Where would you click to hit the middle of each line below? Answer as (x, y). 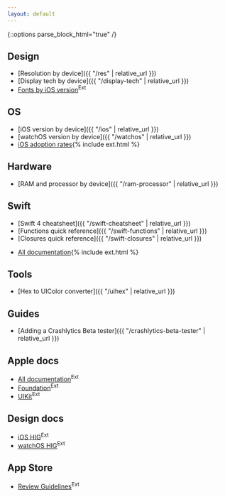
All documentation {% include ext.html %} (78, 252)
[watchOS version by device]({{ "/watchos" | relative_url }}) (104, 136)
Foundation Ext (38, 387)
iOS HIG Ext (33, 436)
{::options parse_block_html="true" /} (62, 34)
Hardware (29, 166)
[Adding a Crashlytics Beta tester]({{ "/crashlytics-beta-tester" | (111, 331)
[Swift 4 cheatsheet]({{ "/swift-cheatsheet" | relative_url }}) (104, 223)
